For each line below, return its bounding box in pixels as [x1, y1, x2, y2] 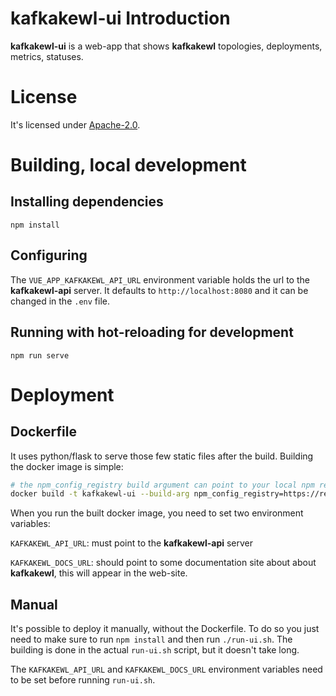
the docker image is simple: [10, 460, 124, 472]
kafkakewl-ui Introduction [10, 7, 231, 30]
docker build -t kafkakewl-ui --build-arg [10, 489, 190, 499]
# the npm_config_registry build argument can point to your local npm [10, 480, 315, 490]
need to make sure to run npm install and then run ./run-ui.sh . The [10, 633, 293, 646]
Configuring [10, 247, 88, 264]
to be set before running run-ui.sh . [10, 674, 156, 686]
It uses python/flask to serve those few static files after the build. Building [10, 450, 314, 462]
